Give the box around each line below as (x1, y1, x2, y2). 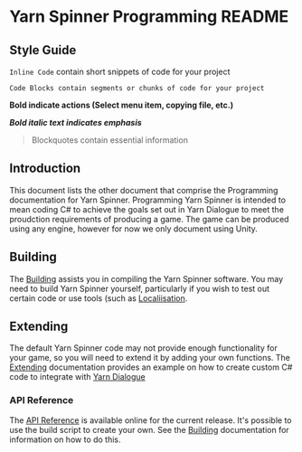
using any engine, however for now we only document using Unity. (9, 223, 258, 234)
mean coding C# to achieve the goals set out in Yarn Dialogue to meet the (9, 203, 285, 214)
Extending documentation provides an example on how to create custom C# (9, 362, 293, 372)
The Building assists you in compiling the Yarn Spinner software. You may (9, 273, 284, 284)
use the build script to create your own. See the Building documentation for (9, 424, 289, 435)
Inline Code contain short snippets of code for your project (9, 66, 231, 77)
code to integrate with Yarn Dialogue (9, 372, 146, 382)
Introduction (9, 161, 81, 176)
